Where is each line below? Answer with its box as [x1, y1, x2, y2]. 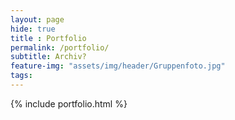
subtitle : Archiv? [10, 52, 87, 62]
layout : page [10, 14, 65, 25]
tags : [10, 71, 33, 81]
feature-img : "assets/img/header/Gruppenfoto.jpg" [10, 61, 226, 71]
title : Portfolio [10, 33, 87, 43]
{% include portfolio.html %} [10, 97, 128, 110]
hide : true [10, 24, 56, 34]
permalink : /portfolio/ [10, 42, 110, 53]
